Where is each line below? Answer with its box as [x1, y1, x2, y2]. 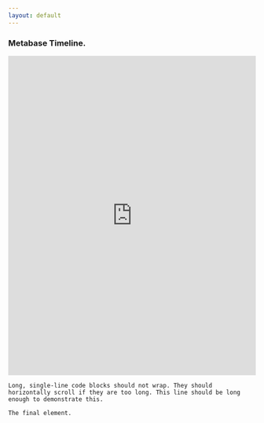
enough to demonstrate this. [8, 395, 104, 403]
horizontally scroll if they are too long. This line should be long [8, 388, 241, 396]
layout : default [8, 11, 61, 20]
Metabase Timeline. [8, 37, 86, 48]
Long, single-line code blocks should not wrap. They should [8, 381, 213, 389]
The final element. [8, 409, 72, 417]
